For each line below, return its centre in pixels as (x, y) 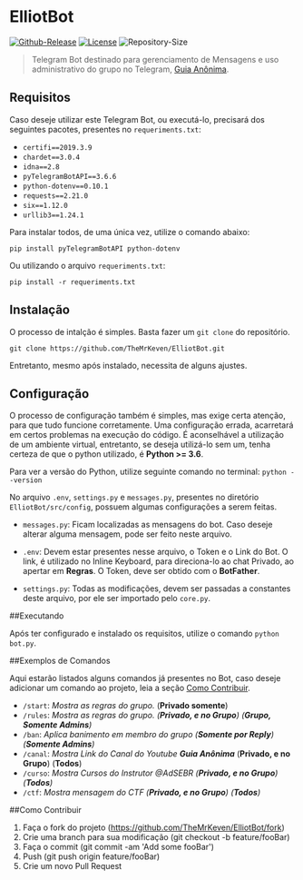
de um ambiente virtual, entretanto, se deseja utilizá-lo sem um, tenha (140, 445)
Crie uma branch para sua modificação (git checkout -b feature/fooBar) (156, 837)
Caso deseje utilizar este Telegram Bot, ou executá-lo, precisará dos (137, 119)
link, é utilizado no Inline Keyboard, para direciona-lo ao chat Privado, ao (158, 561)
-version (26, 480)
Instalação (40, 310)
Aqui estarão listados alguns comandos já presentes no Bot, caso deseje (145, 678)
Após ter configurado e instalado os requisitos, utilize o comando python (144, 634)
